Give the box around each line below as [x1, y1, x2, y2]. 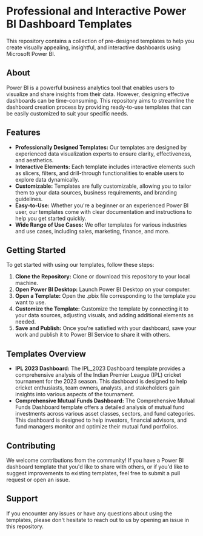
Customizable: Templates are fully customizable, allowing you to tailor [15, 182, 192, 190]
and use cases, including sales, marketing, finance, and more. [15, 227, 170, 235]
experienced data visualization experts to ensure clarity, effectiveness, [15, 150, 192, 157]
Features [6, 128, 41, 138]
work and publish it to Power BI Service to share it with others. [15, 331, 171, 338]
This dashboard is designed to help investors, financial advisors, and [15, 416, 187, 424]
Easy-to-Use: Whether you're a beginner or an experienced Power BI [15, 202, 189, 209]
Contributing [6, 441, 56, 451]
